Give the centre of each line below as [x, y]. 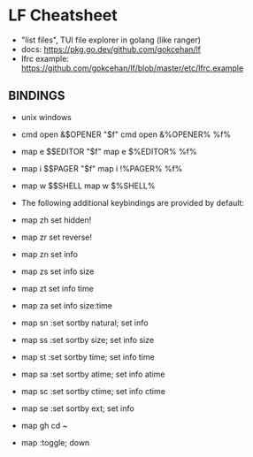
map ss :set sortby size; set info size [88, 339]
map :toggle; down [55, 442]
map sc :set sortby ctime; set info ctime [93, 391]
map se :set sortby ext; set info [77, 408]
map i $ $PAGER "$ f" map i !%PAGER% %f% [102, 168]
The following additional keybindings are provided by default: [133, 202]
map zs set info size [57, 271]
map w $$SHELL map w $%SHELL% [88, 186]
